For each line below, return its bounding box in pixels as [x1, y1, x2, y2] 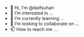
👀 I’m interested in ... [10, 10, 53, 16]
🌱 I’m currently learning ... [10, 15, 65, 21]
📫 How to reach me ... [10, 26, 58, 32]
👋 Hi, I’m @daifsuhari [10, 5, 54, 10]
